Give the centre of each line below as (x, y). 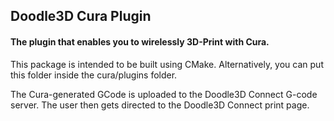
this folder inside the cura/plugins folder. (94, 75)
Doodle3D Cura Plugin (81, 16)
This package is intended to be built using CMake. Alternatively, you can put (167, 64)
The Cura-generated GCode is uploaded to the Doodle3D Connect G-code (164, 94)
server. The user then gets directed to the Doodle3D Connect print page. (160, 105)
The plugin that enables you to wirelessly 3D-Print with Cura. (140, 41)
